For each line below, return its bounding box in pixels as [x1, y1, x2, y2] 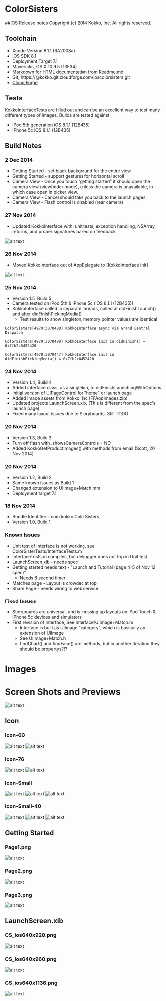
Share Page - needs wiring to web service [12, 585, 98, 591]
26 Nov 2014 [5, 250, 37, 257]
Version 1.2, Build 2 [12, 474, 52, 481]
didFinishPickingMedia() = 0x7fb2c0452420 [5, 357, 94, 362]
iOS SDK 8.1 [12, 53, 37, 59]
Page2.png [5, 867, 32, 874]
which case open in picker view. [12, 189, 78, 195]
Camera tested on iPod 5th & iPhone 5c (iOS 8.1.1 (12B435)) [12, 300, 134, 306]
